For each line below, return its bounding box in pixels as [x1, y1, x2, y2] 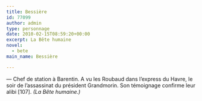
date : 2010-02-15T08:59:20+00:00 [6, 31, 90, 37]
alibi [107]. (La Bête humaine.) [6, 88, 81, 95]
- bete [11, 48, 28, 54]
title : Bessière [6, 8, 47, 15]
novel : [6, 43, 23, 49]
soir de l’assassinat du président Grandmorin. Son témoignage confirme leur [6, 82, 196, 89]
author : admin [6, 20, 42, 26]
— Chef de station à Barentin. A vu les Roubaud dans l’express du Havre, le [6, 75, 193, 82]
